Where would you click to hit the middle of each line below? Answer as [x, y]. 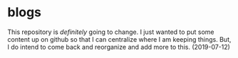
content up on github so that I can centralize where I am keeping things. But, [119, 39]
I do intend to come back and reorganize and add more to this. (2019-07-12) [119, 47]
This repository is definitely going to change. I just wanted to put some [111, 32]
